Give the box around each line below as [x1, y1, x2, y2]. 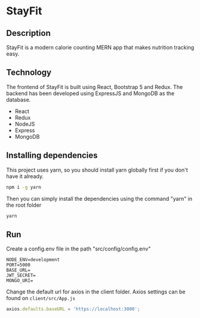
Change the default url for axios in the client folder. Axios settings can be [6, 288, 186, 295]
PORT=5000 [6, 262, 31, 268]
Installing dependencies [6, 151, 98, 161]
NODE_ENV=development [6, 257, 60, 263]
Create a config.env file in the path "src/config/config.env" [6, 245, 151, 252]
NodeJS [14, 120, 35, 127]
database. [6, 96, 31, 103]
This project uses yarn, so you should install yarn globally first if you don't [6, 166, 188, 173]
